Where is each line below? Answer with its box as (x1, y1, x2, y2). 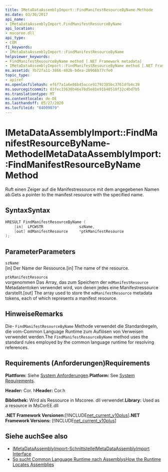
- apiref (5, 77, 23, 82)
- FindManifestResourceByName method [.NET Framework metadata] (5, 59, 142, 64)
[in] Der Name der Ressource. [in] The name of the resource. (5, 265, 129, 271)
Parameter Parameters (5, 247, 76, 256)
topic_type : (5, 73, 30, 78)
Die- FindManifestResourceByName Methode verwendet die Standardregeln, (5, 323, 158, 329)
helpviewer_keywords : (5, 54, 50, 59)
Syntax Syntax (5, 206, 50, 215)
